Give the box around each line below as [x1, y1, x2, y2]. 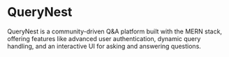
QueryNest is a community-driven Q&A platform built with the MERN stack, [7, 27, 222, 35]
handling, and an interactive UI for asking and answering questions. [7, 42, 201, 50]
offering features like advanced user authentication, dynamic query [7, 34, 201, 42]
